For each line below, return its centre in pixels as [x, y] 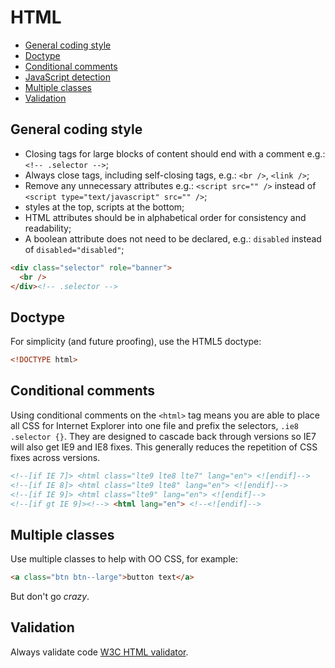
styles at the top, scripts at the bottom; [104, 207]
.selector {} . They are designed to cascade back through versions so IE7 [163, 436]
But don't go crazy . [50, 597]
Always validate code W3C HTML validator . [99, 652]
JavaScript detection [67, 77]
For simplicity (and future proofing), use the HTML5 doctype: [136, 342]
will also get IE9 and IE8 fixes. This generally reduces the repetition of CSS [164, 447]
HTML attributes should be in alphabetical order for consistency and [165, 217]
